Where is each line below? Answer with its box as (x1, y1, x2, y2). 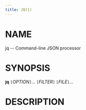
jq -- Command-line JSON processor (5, 45, 81, 51)
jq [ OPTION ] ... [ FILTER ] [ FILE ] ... (5, 79, 74, 85)
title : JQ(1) (5, 7, 32, 12)
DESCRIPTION (5, 96, 65, 107)
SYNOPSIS (5, 62, 51, 73)
